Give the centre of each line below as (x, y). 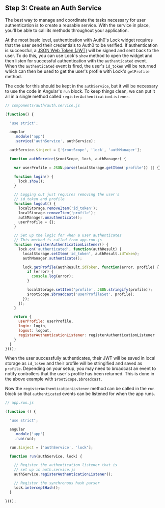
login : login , (33, 326)
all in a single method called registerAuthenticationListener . (68, 96)
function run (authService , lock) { (46, 456)
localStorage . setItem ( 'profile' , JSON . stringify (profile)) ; (90, 290)
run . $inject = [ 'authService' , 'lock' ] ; (51, 447)
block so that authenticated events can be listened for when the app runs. (80, 394)
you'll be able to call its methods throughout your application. (67, 30)
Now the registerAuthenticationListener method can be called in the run (80, 389)
